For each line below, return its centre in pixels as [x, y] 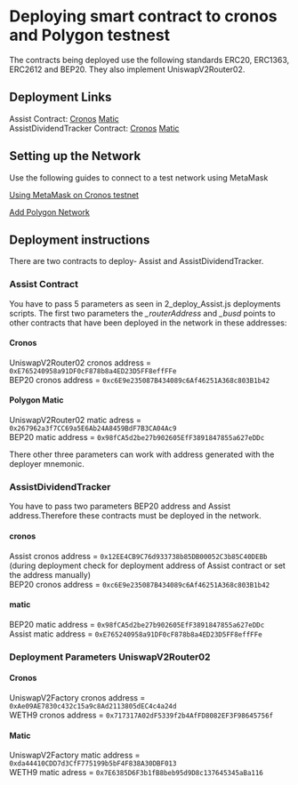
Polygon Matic [36, 400]
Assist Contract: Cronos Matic [64, 118]
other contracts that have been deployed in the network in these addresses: [148, 323]
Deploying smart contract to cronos [143, 16]
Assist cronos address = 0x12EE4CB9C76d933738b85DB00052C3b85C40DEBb [138, 556]
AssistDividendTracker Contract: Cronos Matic [94, 128]
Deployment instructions [80, 240]
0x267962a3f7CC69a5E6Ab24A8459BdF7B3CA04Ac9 [93, 429]
